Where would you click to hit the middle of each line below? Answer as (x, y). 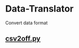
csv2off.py (23, 39)
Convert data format (27, 23)
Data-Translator (39, 9)
